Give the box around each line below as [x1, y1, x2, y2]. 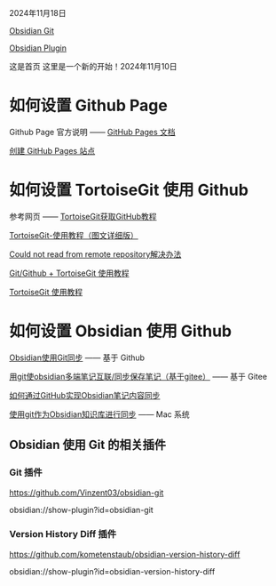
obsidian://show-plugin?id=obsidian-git [9, 504, 154, 515]
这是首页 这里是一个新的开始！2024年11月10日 [9, 61, 177, 71]
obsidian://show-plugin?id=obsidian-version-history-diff [9, 566, 216, 576]
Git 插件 [9, 466, 43, 478]
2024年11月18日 [9, 8, 67, 18]
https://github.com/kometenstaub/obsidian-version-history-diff [9, 549, 241, 559]
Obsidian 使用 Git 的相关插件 [9, 437, 167, 453]
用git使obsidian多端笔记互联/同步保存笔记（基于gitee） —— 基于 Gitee [9, 371, 268, 381]
